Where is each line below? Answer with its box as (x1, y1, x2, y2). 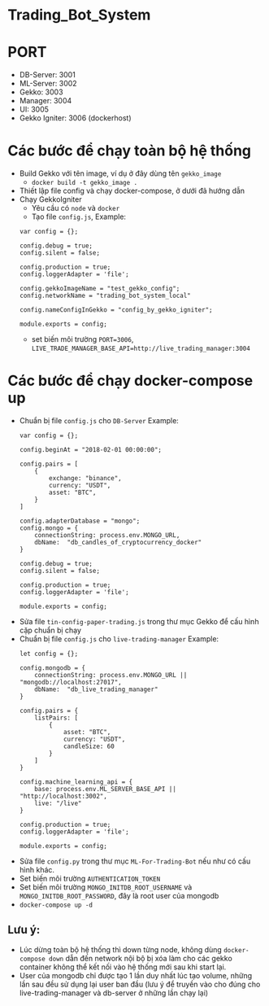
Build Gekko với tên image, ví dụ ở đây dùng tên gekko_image (19, 168, 222, 178)
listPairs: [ (34, 714, 79, 722)
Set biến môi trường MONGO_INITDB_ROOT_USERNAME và (19, 882, 193, 892)
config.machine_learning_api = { (19, 778, 133, 786)
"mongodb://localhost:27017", (19, 678, 123, 686)
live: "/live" (34, 799, 82, 807)
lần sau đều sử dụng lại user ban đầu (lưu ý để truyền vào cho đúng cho (19, 979, 261, 989)
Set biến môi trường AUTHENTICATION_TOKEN (19, 873, 161, 883)
